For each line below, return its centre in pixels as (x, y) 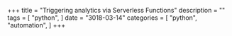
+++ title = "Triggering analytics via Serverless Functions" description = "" (116, 10)
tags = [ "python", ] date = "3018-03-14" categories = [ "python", (102, 18)
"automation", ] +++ (37, 25)
